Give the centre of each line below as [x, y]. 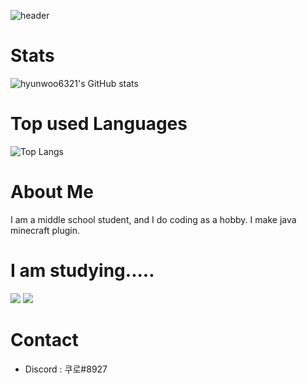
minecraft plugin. [45, 230]
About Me [52, 192]
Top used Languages [99, 124]
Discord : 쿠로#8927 [66, 369]
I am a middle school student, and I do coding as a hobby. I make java [153, 219]
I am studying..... [82, 271]
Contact [44, 339]
